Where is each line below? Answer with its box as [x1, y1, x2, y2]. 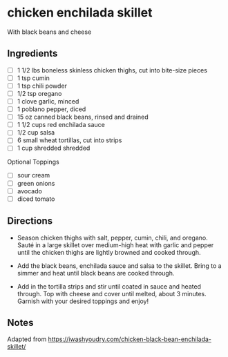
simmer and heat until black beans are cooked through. [17, 269, 175, 277]
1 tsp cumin [17, 74, 50, 82]
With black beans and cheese [7, 28, 92, 36]
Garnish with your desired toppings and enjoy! [17, 297, 149, 305]
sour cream [17, 171, 50, 180]
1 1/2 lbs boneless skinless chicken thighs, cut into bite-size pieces [17, 66, 207, 74]
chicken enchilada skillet [7, 5, 153, 21]
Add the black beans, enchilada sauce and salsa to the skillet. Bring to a [17, 261, 222, 270]
